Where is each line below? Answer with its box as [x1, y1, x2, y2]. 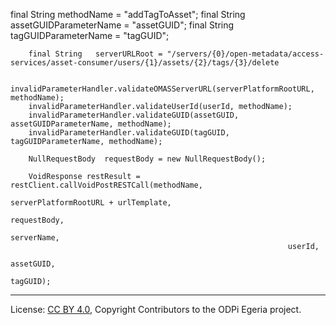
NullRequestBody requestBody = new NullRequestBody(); [28, 154, 267, 164]
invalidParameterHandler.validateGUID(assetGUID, [28, 110, 240, 120]
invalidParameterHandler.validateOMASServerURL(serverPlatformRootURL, [10, 84, 315, 94]
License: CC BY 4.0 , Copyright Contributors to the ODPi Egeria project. [10, 304, 302, 315]
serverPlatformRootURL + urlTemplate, [10, 198, 172, 208]
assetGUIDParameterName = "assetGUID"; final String [10, 19, 235, 31]
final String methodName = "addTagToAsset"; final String [10, 9, 246, 20]
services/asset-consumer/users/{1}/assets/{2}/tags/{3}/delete [10, 58, 280, 68]
